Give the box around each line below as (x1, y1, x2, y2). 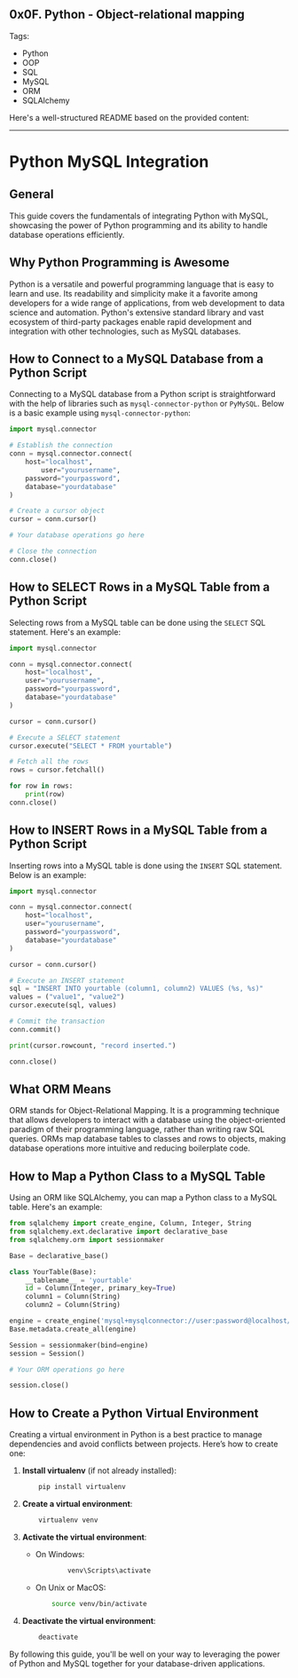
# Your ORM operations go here (9, 1365, 125, 1374)
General (9, 186, 55, 202)
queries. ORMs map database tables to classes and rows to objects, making (9, 1134, 286, 1144)
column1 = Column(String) (25, 1292, 122, 1302)
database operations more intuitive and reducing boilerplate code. (9, 1143, 251, 1153)
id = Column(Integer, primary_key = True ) (25, 1284, 176, 1293)
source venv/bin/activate (51, 1599, 148, 1608)
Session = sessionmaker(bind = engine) (9, 1341, 149, 1350)
